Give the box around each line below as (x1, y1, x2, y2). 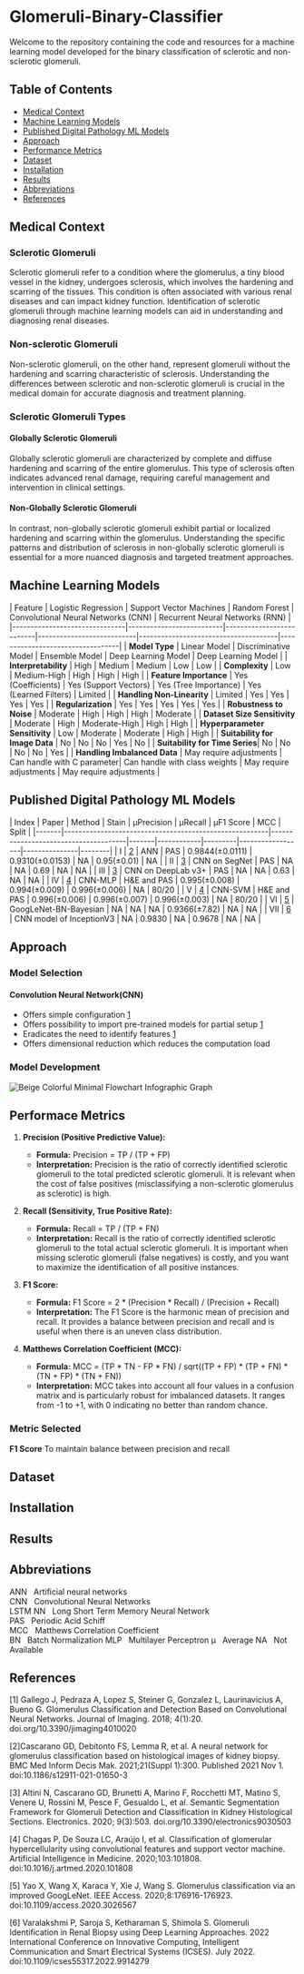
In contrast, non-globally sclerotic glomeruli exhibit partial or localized (9, 523, 270, 534)
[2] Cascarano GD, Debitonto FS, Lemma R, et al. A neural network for (9, 1741, 269, 1752)
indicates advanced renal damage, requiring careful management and (9, 472, 270, 483)
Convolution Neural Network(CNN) (9, 989, 143, 1000)
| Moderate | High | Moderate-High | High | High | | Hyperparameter (9, 717, 265, 728)
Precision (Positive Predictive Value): (22, 1132, 166, 1143)
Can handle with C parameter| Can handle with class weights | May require (9, 756, 289, 767)
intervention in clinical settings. (9, 481, 126, 492)
